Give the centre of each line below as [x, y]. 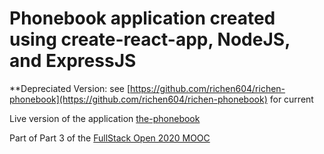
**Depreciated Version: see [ [70, 88]
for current [291, 99]
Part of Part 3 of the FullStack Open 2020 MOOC [110, 138]
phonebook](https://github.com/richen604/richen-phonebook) [138, 99]
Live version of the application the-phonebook [105, 118]
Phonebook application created [142, 18]
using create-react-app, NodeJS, [150, 39]
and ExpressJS [73, 61]
